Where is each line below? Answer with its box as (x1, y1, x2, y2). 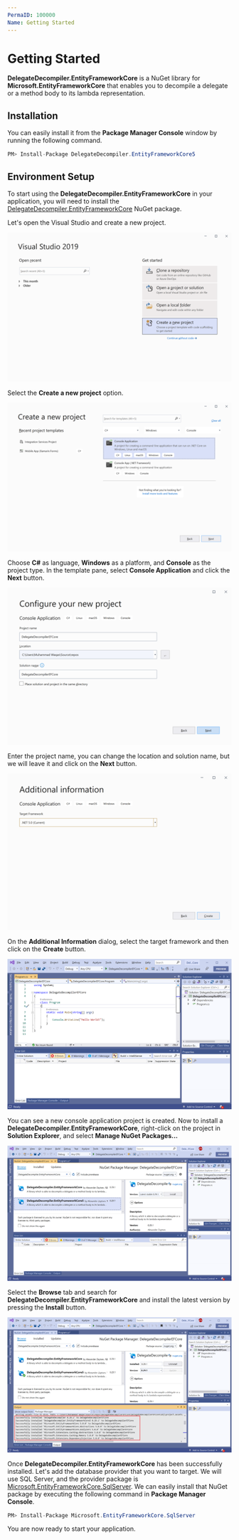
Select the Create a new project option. (7, 388, 124, 397)
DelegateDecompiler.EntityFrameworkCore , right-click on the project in (7, 1124, 221, 1132)
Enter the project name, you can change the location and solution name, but (7, 751, 230, 760)
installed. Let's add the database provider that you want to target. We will (7, 1467, 222, 1475)
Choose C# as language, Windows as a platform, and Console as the (7, 558, 211, 567)
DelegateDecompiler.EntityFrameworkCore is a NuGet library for (7, 74, 201, 83)
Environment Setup (7, 171, 95, 183)
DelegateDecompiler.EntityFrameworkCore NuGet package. (7, 204, 182, 213)
